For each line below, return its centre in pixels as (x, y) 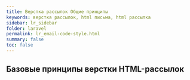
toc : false (20, 45)
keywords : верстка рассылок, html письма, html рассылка (79, 17)
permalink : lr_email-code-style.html (53, 34)
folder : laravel (26, 28)
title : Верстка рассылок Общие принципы (57, 12)
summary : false (25, 39)
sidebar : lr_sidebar (32, 23)
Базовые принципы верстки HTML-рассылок (95, 69)
